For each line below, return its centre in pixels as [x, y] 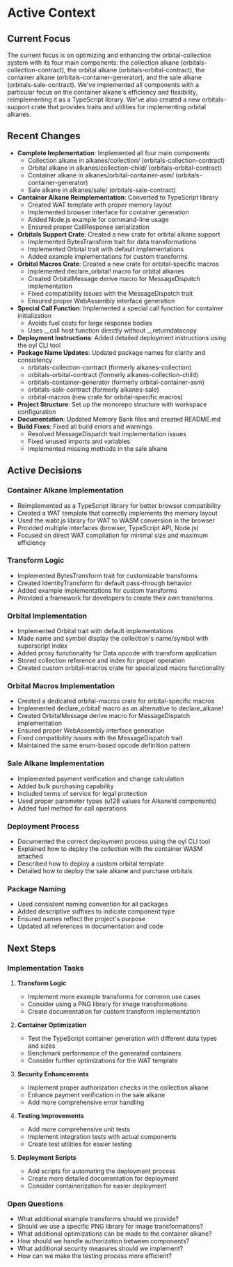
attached [30, 856]
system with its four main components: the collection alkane [93, 63]
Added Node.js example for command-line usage [98, 219]
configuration [37, 411]
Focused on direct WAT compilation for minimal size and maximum [113, 535]
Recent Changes [44, 136]
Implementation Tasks [46, 968]
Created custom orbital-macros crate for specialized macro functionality [121, 668]
